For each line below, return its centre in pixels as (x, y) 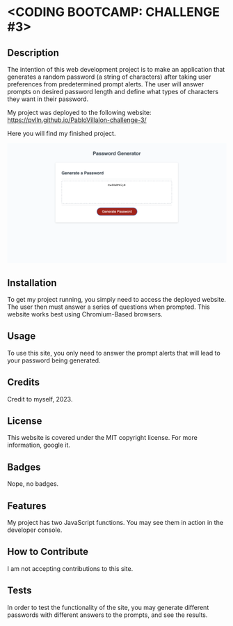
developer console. (35, 530)
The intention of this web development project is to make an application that (116, 69)
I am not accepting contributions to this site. (70, 568)
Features (27, 506)
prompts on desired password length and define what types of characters (113, 92)
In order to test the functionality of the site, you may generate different (108, 607)
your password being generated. (54, 360)
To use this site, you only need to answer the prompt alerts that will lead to (114, 353)
